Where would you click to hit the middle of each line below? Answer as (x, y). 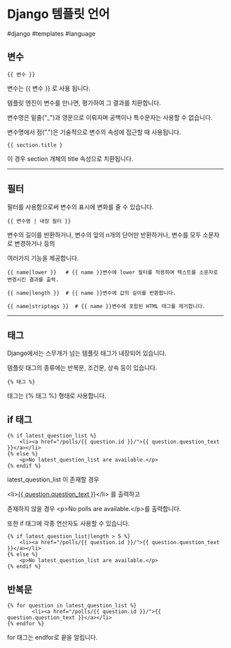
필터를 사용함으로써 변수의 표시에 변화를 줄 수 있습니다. (80, 206)
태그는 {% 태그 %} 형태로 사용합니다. (57, 396)
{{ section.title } (35, 145)
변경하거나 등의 (34, 243)
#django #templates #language (52, 33)
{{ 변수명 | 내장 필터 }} (39, 221)
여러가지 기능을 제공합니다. (43, 258)
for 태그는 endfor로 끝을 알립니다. (53, 637)
